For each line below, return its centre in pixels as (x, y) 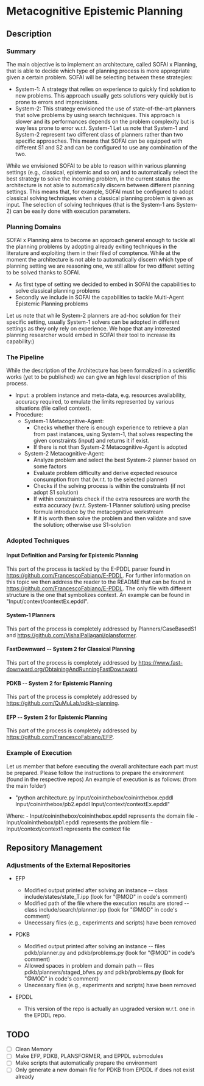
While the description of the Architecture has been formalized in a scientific (101, 371)
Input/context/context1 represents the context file (69, 829)
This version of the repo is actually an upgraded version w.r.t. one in (109, 1009)
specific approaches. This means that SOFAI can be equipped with (99, 141)
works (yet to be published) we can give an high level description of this (97, 377)
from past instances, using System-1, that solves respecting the (113, 434)
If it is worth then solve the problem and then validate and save (112, 518)
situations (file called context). (53, 408)
